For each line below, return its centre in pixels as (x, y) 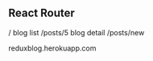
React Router (41, 13)
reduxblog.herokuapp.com (52, 48)
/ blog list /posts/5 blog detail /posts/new (76, 32)
